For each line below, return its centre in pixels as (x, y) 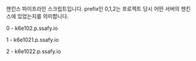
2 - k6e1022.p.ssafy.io (34, 51)
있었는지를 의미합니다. (43, 16)
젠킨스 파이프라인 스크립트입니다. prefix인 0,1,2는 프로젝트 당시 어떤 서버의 (93, 9)
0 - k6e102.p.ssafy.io (32, 28)
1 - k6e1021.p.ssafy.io (33, 40)
